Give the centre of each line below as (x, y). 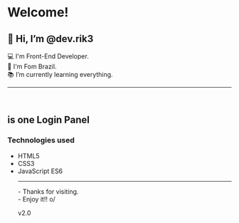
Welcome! (38, 12)
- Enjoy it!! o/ (36, 199)
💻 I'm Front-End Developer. (48, 56)
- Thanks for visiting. (48, 191)
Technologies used (41, 140)
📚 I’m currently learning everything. (60, 74)
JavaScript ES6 (40, 171)
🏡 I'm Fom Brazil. (32, 66)
